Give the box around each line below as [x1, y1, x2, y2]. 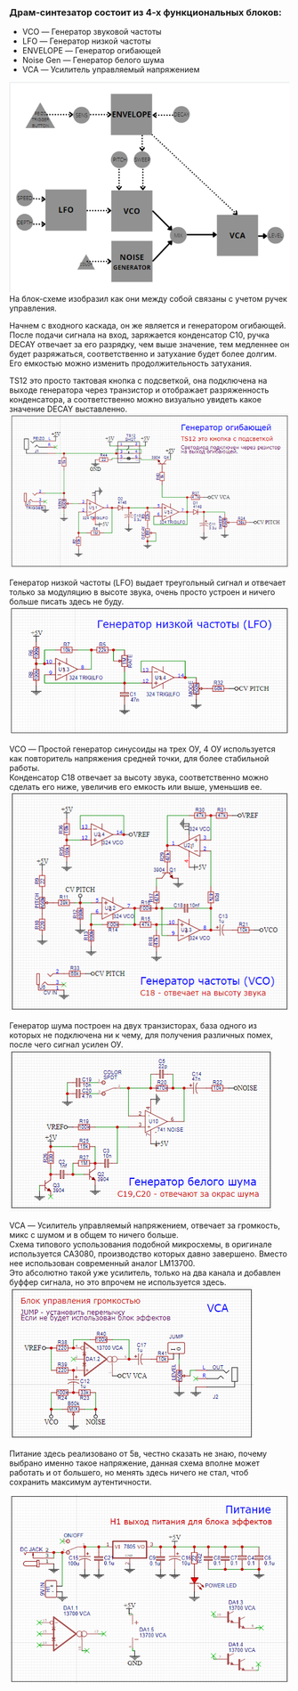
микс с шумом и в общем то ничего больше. [9, 1229, 180, 1240]
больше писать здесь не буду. [9, 597, 125, 607]
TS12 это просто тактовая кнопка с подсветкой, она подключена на [9, 376, 268, 386]
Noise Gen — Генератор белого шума [21, 55, 165, 66]
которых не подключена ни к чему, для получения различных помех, [9, 1029, 274, 1040]
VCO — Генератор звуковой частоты [21, 27, 162, 37]
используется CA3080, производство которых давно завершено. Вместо [9, 1248, 287, 1259]
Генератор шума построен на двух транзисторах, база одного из [9, 1020, 258, 1030]
